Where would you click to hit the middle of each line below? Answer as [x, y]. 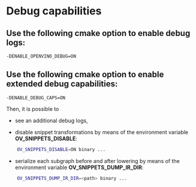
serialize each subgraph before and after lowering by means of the [97, 161]
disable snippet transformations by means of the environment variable [102, 132]
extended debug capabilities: [62, 84]
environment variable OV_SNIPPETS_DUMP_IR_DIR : [79, 167]
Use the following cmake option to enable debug [98, 33]
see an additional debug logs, [51, 120]
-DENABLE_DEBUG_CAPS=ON [36, 98]
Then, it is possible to [33, 108]
